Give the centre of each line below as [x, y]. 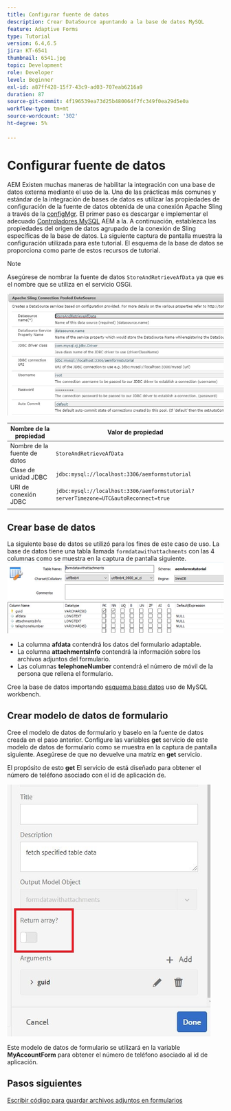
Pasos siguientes [45, 1084]
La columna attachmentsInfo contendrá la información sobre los [109, 651]
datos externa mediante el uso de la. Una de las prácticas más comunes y [112, 192]
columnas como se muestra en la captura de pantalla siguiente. [97, 559]
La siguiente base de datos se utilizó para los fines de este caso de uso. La [113, 544]
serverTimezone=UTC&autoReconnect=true [113, 498]
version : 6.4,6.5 [32, 44]
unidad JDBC [29, 477]
